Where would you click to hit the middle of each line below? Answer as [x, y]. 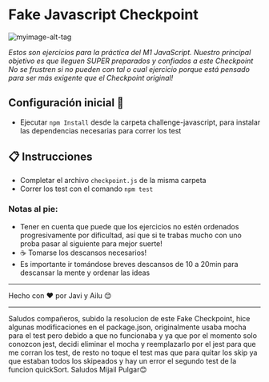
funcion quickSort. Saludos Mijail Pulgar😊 [78, 369]
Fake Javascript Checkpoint [103, 15]
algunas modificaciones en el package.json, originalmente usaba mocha [127, 327]
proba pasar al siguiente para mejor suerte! [91, 243]
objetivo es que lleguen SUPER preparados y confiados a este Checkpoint [131, 61]
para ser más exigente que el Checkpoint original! [91, 78]
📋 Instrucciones [50, 157]
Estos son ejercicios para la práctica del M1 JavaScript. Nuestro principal [130, 52]
